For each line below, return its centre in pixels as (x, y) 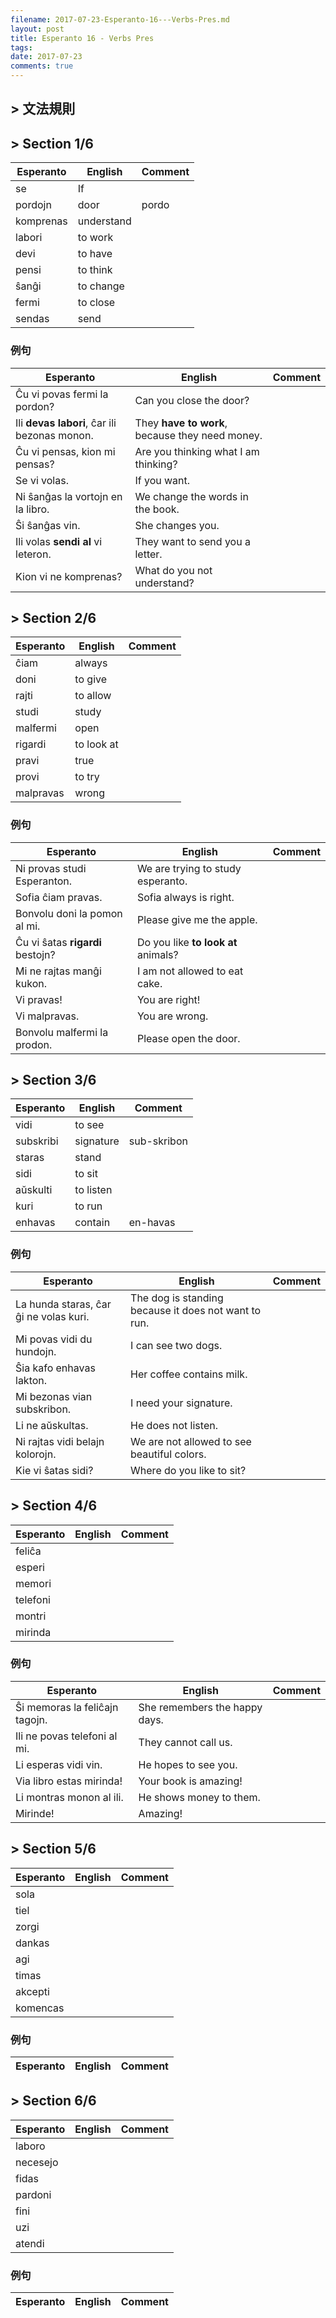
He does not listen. (174, 1425)
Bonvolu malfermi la (62, 1032)
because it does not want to (196, 1310)
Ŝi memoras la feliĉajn (67, 1707)
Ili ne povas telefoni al (66, 1736)
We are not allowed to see (191, 1441)
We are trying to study (189, 868)
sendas (32, 319)
